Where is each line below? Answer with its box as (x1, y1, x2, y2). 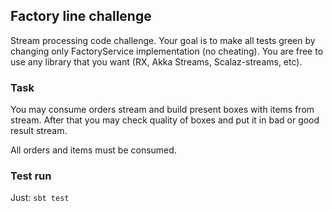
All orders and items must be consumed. (10, 144, 177, 156)
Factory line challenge (10, 8, 152, 25)
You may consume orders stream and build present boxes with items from (10, 104, 315, 116)
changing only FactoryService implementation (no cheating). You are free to (10, 45, 324, 57)
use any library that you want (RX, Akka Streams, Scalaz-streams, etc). (10, 55, 303, 68)
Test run (10, 169, 52, 183)
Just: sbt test (10, 192, 70, 204)
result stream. (10, 125, 68, 137)
